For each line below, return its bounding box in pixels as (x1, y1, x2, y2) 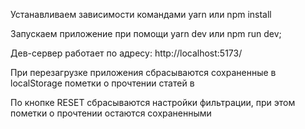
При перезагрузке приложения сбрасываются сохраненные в (10, 67, 277, 78)
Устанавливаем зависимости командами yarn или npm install (10, 9, 272, 20)
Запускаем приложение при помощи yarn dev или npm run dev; (10, 28, 282, 39)
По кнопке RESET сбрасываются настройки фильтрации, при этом (10, 97, 296, 108)
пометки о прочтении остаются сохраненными (10, 107, 212, 119)
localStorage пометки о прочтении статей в (10, 77, 195, 89)
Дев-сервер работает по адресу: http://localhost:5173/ (10, 47, 243, 59)
